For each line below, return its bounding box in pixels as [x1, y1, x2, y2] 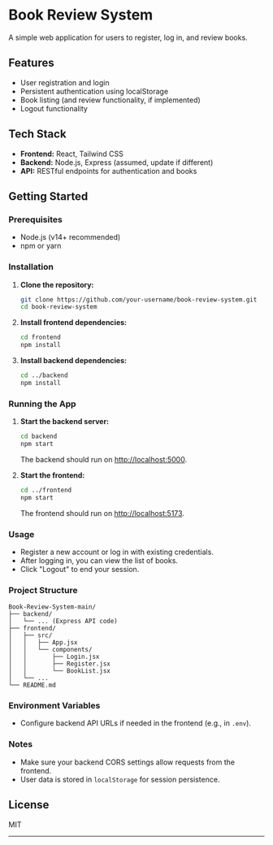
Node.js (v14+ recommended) [19, 232, 121, 242]
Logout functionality [19, 103, 88, 113]
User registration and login [19, 77, 110, 87]
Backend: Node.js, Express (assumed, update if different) [19, 157, 214, 167]
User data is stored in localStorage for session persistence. [19, 774, 220, 784]
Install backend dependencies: [19, 356, 128, 366]
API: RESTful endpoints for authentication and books [19, 166, 197, 175]
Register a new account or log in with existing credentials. [19, 547, 214, 557]
